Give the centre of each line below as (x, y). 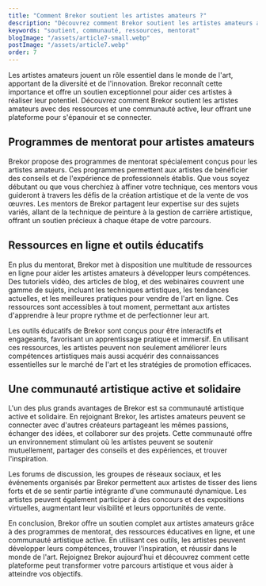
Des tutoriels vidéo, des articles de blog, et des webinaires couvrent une (126, 281)
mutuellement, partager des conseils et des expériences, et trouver (118, 450)
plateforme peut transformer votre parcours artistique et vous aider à (121, 565)
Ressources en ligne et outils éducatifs (106, 246)
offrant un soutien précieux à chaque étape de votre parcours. (110, 220)
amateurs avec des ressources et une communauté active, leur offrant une (130, 109)
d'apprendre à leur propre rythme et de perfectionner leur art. (109, 315)
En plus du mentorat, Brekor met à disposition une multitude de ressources (130, 264)
